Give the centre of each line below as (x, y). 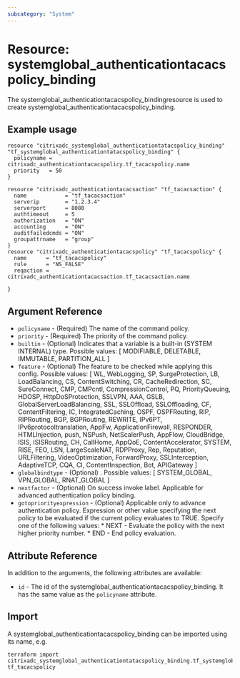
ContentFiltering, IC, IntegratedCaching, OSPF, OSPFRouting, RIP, (114, 412)
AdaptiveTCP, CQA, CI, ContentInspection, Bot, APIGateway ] (107, 465)
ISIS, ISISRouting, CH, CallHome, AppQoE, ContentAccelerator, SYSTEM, (125, 442)
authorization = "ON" (49, 221)
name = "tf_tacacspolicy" (60, 258)
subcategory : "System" (41, 14)
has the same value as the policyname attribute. (87, 594)
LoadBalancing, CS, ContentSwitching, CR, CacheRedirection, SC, (115, 382)
